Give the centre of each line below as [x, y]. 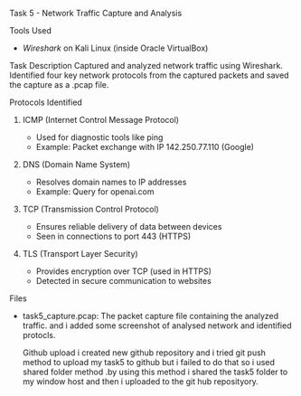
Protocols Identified [46, 102]
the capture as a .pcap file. [59, 85]
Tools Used [30, 30]
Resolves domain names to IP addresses [111, 182]
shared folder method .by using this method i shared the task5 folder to [155, 372]
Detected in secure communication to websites [124, 281]
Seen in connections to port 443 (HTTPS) [113, 236]
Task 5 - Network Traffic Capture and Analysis [96, 13]
